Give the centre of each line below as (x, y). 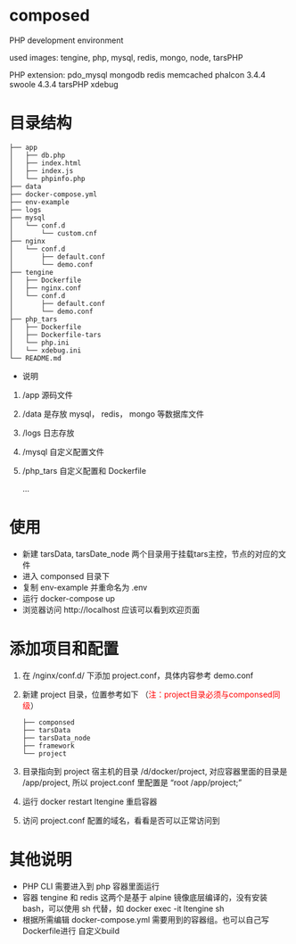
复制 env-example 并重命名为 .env (85, 587)
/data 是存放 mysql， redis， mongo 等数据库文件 (113, 414)
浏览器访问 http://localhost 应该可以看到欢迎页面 (111, 609)
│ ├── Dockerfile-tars (55, 335)
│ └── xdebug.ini (45, 350)
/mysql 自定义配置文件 (63, 451)
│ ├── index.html (45, 163)
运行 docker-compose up (69, 598)
